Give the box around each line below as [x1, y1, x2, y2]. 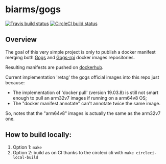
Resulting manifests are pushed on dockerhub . [5, 64, 104, 70]
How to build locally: [5, 130, 72, 139]
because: [5, 79, 25, 85]
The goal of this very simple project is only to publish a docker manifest [5, 49, 156, 55]
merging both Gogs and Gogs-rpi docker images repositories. [5, 54, 135, 60]
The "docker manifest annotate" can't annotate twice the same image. [12, 100, 161, 106]
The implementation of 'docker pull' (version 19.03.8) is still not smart [12, 89, 159, 96]
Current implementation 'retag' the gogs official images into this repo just [5, 74, 159, 80]
